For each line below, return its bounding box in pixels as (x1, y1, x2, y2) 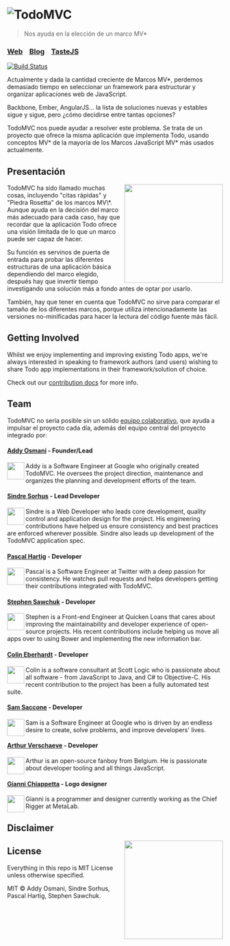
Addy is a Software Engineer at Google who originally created (25, 461, 200, 470)
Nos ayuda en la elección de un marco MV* (23, 29, 147, 38)
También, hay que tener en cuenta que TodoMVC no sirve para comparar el (7, 298, 220, 306)
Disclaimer (7, 822, 54, 834)
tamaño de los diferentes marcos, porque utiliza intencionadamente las (7, 305, 207, 313)
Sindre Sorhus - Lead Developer (7, 492, 101, 500)
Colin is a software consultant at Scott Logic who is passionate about (25, 666, 220, 674)
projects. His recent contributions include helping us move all (47, 627, 219, 635)
